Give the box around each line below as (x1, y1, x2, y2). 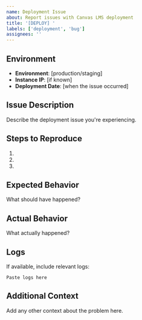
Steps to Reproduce (6, 133, 83, 144)
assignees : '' (6, 31, 42, 37)
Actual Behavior (6, 213, 68, 223)
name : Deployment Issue (6, 8, 66, 15)
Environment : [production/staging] (15, 69, 103, 77)
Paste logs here (6, 275, 47, 281)
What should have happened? (6, 196, 80, 203)
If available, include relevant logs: (6, 263, 89, 270)
